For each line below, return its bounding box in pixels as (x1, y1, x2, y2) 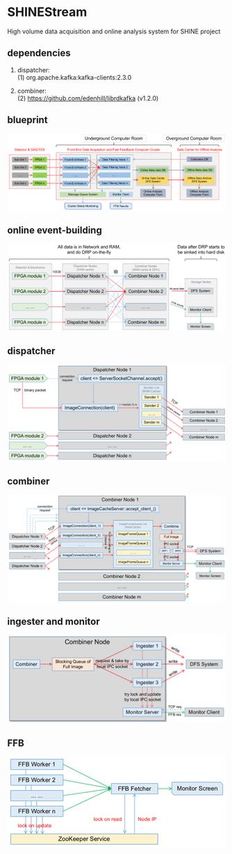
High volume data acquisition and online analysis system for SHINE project (7, 27, 221, 35)
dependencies (7, 47, 71, 59)
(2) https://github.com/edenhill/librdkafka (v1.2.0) (17, 94, 159, 102)
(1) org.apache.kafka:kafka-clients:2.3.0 (17, 73, 132, 81)
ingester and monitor (7, 616, 101, 627)
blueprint (7, 114, 48, 126)
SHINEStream (7, 4, 88, 20)
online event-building (7, 224, 102, 236)
